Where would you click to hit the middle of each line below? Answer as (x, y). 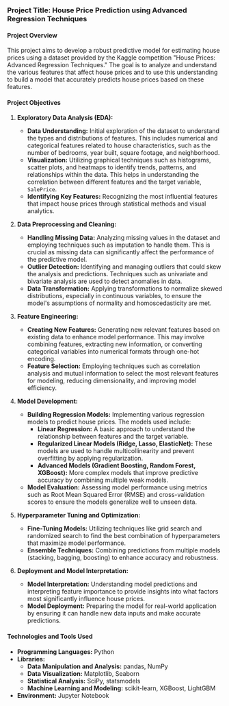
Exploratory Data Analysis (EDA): (65, 118)
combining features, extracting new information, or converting (115, 344)
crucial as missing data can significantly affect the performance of (121, 252)
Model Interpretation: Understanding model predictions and (112, 584)
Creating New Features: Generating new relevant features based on (123, 330)
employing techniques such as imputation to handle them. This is (119, 245)
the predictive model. (57, 260)
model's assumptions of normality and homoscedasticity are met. (119, 303)
